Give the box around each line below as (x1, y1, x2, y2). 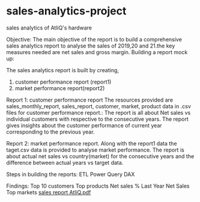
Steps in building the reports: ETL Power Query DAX (6, 170, 135, 178)
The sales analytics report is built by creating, (6, 66, 119, 73)
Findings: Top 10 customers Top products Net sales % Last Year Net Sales (6, 182, 190, 189)
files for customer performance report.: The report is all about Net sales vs (6, 109, 191, 116)
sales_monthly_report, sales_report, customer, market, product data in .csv (6, 102, 191, 109)
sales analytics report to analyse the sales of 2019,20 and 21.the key (6, 42, 175, 49)
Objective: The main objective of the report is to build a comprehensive (6, 35, 182, 43)
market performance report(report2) (14, 84, 105, 91)
